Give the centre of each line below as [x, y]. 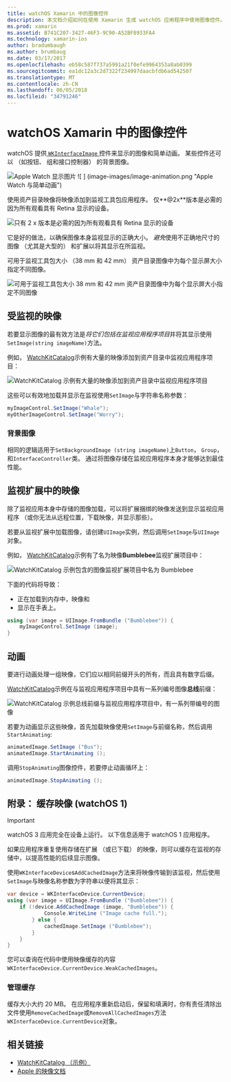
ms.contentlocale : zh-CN [43, 84]
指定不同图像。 [28, 269]
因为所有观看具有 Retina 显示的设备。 [60, 208]
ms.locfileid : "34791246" [44, 97]
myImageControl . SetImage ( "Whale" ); [58, 408]
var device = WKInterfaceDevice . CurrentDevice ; [77, 894]
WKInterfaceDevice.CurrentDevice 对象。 [64, 1021]
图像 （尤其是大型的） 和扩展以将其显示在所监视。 [78, 246]
